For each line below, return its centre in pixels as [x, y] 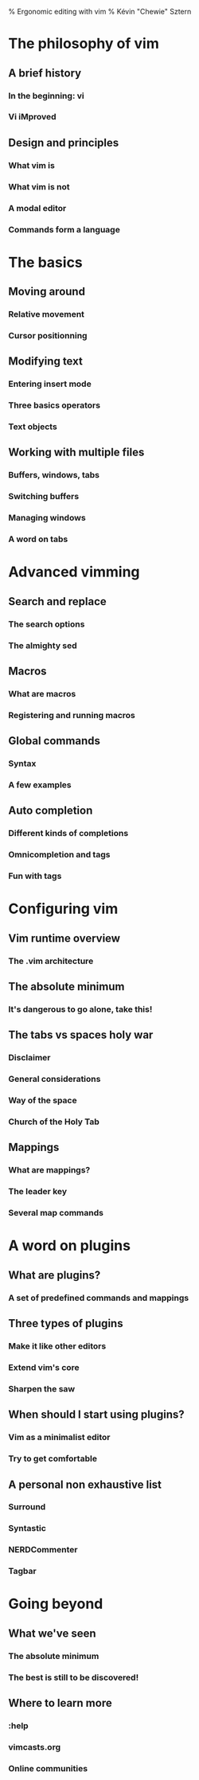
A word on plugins [70, 1246]
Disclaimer [29, 1058]
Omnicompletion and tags [59, 855]
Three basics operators [55, 405]
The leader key [38, 1192]
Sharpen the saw [42, 1388]
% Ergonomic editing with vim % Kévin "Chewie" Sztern [100, 12]
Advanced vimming [74, 572]
